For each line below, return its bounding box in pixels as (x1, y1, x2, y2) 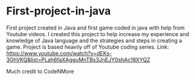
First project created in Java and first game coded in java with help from (6, 24, 185, 31)
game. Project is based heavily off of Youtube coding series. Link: (6, 43, 170, 51)
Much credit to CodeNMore (6, 67, 74, 75)
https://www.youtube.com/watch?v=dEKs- (6, 49, 113, 57)
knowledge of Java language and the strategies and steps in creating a (6, 37, 182, 44)
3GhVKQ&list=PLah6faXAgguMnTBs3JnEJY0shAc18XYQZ (6, 56, 150, 63)
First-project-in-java (6, 4, 111, 18)
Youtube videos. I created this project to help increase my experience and (6, 30, 190, 37)
